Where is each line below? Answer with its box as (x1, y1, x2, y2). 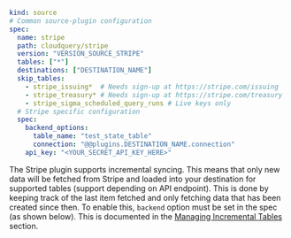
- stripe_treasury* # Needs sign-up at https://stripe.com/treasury (25, 90, 283, 99)
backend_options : (25, 124, 89, 133)
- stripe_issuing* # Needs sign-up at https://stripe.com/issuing (25, 82, 279, 91)
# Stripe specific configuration (17, 107, 141, 116)
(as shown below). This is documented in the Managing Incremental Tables (9, 211, 283, 221)
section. (9, 220, 39, 231)
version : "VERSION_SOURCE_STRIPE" (17, 50, 144, 58)
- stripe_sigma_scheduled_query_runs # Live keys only (25, 98, 232, 108)
